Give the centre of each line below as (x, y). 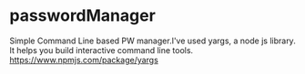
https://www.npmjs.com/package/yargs (84, 60)
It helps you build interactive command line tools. (102, 50)
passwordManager (83, 16)
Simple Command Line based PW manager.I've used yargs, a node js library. (152, 41)
